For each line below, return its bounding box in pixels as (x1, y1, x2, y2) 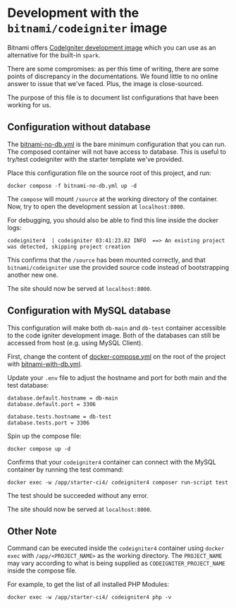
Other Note (7, 525, 57, 537)
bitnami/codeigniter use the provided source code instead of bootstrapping (7, 263, 230, 271)
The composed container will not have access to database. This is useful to (7, 147, 227, 156)
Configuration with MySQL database (7, 305, 171, 317)
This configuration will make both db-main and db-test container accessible (7, 323, 227, 332)
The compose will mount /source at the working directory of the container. (7, 194, 218, 203)
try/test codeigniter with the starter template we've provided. (7, 155, 184, 163)
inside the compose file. (7, 566, 77, 575)
